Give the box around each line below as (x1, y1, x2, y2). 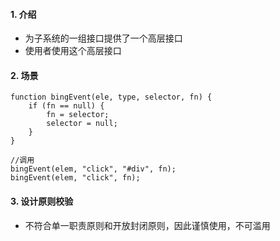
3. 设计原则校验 (10, 195, 74, 207)
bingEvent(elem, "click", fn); (10, 173, 141, 183)
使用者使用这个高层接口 (24, 45, 122, 57)
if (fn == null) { (28, 101, 105, 111)
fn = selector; (46, 110, 110, 120)
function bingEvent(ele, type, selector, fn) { (10, 92, 213, 103)
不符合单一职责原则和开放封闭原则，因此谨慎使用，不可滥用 (24, 219, 271, 231)
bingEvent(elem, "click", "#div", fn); (10, 164, 177, 174)
